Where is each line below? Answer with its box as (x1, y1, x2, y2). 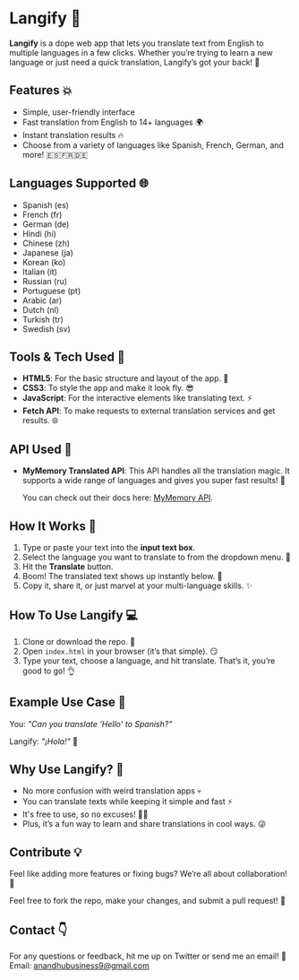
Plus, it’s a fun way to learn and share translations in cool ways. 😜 (21, 819, 267, 829)
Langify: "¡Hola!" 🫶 (9, 735, 79, 747)
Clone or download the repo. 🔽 (21, 636, 136, 646)
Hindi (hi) (21, 228, 56, 238)
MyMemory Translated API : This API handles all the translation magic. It (21, 465, 290, 476)
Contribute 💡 (9, 845, 82, 860)
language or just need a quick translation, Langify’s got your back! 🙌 (9, 56, 261, 67)
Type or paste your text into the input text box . (21, 542, 195, 552)
